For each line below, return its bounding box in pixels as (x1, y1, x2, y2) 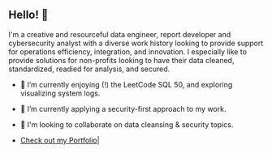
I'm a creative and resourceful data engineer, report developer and (8, 29, 231, 39)
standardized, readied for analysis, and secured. (8, 64, 171, 74)
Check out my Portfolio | (19, 135, 100, 145)
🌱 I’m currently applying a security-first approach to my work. (19, 104, 227, 113)
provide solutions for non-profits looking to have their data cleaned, (8, 55, 235, 65)
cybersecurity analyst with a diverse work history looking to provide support (8, 38, 264, 48)
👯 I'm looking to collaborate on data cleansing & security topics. (19, 119, 234, 130)
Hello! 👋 (8, 8, 49, 22)
